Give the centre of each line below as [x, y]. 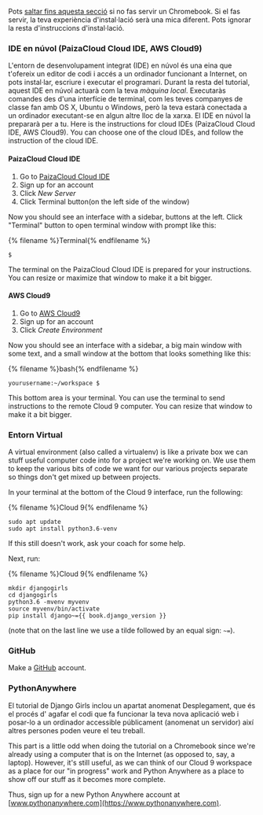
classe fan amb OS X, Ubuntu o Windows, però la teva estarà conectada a [128, 107]
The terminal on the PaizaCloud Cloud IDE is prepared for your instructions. [130, 269]
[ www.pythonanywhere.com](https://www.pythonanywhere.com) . [115, 802]
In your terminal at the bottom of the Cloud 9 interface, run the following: [126, 492]
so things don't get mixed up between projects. [84, 477]
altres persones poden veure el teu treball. [77, 730]
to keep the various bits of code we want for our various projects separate [128, 468]
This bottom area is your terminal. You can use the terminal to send [117, 397]
